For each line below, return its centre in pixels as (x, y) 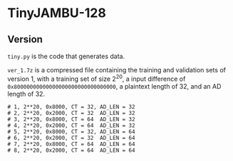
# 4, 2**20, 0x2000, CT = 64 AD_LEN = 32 (71, 126)
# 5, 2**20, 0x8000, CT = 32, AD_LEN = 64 (71, 132)
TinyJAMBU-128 (57, 13)
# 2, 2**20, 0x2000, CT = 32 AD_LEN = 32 (71, 113)
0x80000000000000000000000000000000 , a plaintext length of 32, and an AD (114, 86)
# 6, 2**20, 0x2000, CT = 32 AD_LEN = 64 (71, 138)
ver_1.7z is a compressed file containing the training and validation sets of (117, 70)
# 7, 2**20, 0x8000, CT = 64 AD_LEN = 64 (71, 144)
